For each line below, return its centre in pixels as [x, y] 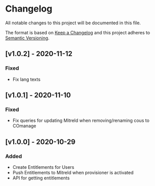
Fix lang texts [27, 79]
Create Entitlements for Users [43, 167]
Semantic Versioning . [27, 38]
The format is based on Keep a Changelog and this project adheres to [78, 32]
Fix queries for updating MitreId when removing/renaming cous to [81, 121]
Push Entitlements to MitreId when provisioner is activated [73, 173]
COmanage [24, 126]
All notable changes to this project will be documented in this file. [73, 23]
